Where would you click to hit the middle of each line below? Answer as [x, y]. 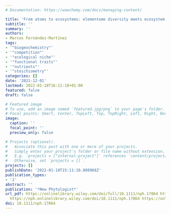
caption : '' [23, 123]
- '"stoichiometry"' [27, 71]
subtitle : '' [19, 24]
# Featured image [24, 104]
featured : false [22, 90]
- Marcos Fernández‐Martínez [36, 38]
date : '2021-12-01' [26, 81]
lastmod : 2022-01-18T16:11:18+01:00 [44, 86]
